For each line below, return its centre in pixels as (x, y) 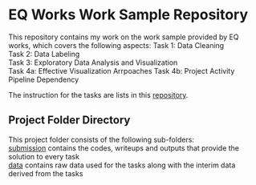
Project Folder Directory (69, 121)
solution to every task (44, 156)
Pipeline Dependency (44, 79)
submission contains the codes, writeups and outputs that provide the (124, 148)
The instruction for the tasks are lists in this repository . (98, 95)
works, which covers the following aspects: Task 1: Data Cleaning (116, 45)
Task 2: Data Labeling (44, 54)
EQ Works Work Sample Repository (128, 15)
